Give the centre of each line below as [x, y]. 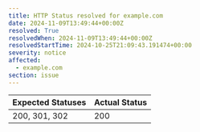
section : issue [34, 75]
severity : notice [37, 53]
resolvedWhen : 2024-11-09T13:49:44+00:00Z [80, 38]
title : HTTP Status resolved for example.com [86, 16]
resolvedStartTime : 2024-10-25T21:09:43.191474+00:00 [100, 46]
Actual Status [120, 102]
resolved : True [34, 30]
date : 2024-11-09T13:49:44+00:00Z [66, 23]
